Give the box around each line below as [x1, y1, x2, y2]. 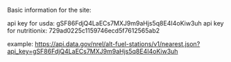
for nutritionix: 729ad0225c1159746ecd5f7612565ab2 [7, 27, 160, 34]
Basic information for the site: [7, 6, 92, 14]
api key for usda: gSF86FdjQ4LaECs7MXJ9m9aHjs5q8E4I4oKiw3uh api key [7, 19, 224, 27]
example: [7, 40, 33, 48]
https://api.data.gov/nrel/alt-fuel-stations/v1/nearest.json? [34, 40, 200, 48]
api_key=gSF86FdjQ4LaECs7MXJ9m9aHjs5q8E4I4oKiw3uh [7, 48, 178, 55]
